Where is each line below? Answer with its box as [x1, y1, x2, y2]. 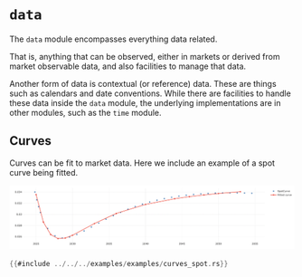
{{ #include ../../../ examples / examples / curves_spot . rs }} [9, 259, 229, 268]
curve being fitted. [9, 167, 79, 177]
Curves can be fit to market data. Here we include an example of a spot [9, 158, 276, 168]
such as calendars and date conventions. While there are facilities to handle [9, 88, 291, 99]
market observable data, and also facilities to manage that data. [9, 61, 247, 72]
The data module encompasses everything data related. [9, 33, 218, 44]
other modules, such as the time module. [9, 107, 162, 118]
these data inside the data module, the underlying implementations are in [9, 97, 281, 108]
